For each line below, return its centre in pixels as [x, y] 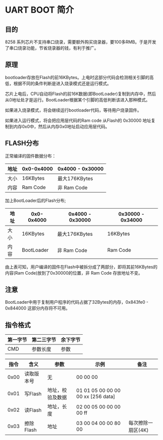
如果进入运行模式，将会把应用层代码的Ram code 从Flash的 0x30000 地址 [78, 120]
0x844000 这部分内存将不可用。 [38, 308]
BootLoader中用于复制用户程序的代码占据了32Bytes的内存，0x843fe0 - [77, 302]
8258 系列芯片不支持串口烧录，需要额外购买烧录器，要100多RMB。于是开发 [81, 42]
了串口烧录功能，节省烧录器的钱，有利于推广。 [52, 48]
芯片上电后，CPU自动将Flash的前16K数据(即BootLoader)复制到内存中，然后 [81, 94]
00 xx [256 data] [96, 397]
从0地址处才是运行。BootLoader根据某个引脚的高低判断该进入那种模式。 [78, 99]
